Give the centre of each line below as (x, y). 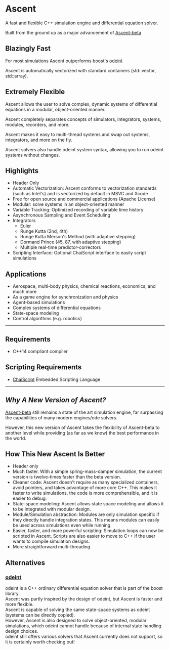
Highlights (22, 171)
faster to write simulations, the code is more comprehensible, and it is (85, 493)
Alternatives (25, 563)
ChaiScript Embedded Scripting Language (56, 379)
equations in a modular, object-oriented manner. (55, 109)
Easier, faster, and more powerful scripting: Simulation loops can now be (88, 531)
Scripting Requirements (44, 367)
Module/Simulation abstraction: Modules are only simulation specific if (86, 514)
